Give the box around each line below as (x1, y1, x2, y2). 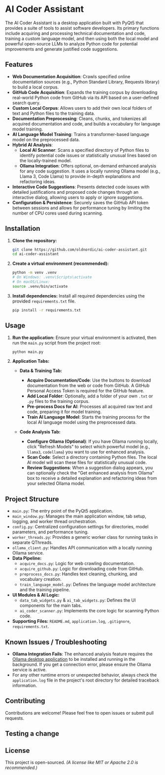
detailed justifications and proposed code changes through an (12, 189, 139, 195)
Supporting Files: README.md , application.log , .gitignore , (12, 618, 131, 624)
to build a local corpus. (12, 84, 59, 90)
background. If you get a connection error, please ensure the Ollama (12, 661, 151, 667)
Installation (5, 224, 40, 233)
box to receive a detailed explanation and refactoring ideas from (27, 475, 157, 481)
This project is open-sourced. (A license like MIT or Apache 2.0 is (5, 760, 138, 766)
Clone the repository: (12, 237, 57, 243)
